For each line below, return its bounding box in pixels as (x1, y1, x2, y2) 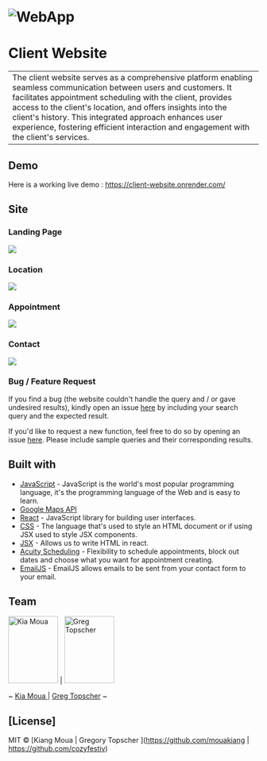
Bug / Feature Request (8, 376, 96, 387)
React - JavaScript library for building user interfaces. (19, 512, 196, 522)
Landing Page (8, 226, 63, 238)
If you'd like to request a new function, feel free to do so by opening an (8, 426, 241, 436)
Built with (8, 458, 56, 472)
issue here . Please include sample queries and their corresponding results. (8, 435, 253, 444)
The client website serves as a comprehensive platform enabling (12, 72, 253, 83)
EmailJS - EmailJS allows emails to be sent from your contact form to (19, 563, 246, 573)
